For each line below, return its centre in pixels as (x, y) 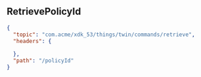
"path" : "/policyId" (43, 61)
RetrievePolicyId (44, 12)
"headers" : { (32, 41)
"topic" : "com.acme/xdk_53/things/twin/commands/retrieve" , (104, 35)
